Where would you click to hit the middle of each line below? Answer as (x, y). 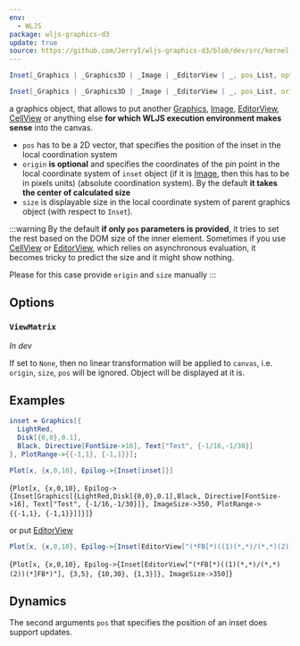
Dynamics (38, 601)
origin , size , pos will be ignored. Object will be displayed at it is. (127, 372)
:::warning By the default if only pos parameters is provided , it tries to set (144, 228)
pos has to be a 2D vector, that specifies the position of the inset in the (151, 145)
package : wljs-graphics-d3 (59, 34)
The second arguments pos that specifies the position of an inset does (138, 623)
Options (32, 303)
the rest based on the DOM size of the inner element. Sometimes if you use (147, 238)
